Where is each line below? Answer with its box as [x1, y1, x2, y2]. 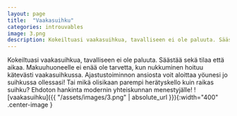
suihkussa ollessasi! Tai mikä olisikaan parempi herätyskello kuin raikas [7, 78, 214, 86]
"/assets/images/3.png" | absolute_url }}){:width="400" [57, 93, 219, 102]
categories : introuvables [7, 23, 83, 30]
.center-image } [7, 101, 53, 109]
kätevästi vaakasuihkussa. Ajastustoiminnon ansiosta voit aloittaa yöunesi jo [7, 71, 228, 79]
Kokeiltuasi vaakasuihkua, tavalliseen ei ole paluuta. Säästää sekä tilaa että [7, 56, 224, 64]
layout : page [7, 10, 46, 18]
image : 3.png [7, 30, 46, 37]
